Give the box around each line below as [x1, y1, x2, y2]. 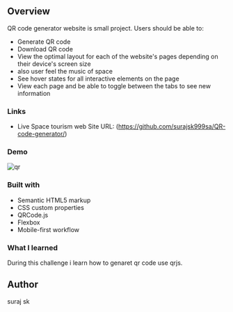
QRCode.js [17, 211, 49, 219]
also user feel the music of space [17, 67, 113, 75]
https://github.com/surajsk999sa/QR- [118, 122, 226, 131]
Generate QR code [17, 38, 71, 46]
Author [7, 279, 38, 290]
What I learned [7, 243, 58, 252]
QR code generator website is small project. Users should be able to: [7, 24, 204, 32]
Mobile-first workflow [17, 225, 80, 233]
